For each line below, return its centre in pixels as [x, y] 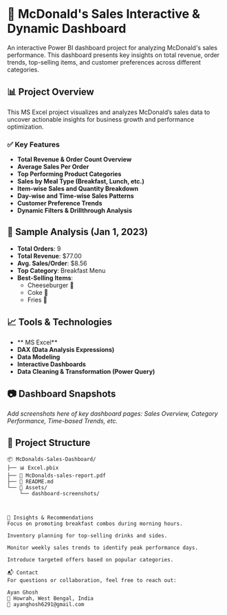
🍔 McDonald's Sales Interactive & [104, 14]
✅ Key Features [33, 144]
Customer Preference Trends [60, 203]
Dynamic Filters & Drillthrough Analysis [75, 211]
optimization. [25, 126]
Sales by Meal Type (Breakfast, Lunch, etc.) [80, 181]
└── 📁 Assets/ [28, 488]
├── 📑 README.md [30, 482]
